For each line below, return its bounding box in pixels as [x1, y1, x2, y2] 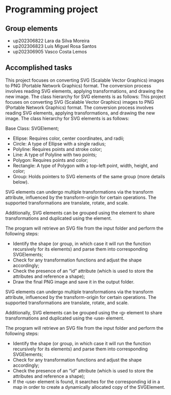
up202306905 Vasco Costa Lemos [12, 49, 87, 54]
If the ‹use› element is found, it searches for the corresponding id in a [12, 379, 160, 385]
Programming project [5, 4, 98, 15]
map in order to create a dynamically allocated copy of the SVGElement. [12, 384, 165, 390]
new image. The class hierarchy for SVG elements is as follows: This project [5, 93, 166, 100]
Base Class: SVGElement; [5, 125, 59, 131]
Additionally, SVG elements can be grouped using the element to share [5, 210, 155, 216]
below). [12, 179, 29, 185]
